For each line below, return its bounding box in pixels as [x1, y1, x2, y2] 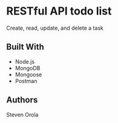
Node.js [15, 58, 35, 65]
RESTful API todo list [6, 4, 112, 18]
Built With [6, 42, 44, 52]
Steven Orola [6, 111, 39, 118]
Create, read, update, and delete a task [6, 24, 104, 32]
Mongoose [15, 71, 42, 78]
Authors [6, 95, 38, 105]
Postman [15, 77, 38, 84]
